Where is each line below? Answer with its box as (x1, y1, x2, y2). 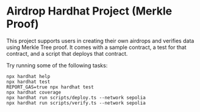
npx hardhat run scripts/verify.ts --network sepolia (6, 100, 146, 106)
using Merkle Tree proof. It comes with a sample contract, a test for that (6, 44, 187, 51)
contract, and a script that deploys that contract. (6, 50, 128, 57)
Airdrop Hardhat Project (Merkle (6, 4, 173, 18)
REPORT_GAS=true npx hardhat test (6, 84, 95, 90)
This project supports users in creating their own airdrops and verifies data (6, 37, 195, 44)
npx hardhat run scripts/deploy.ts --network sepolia (6, 94, 146, 100)
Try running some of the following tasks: (6, 62, 108, 69)
